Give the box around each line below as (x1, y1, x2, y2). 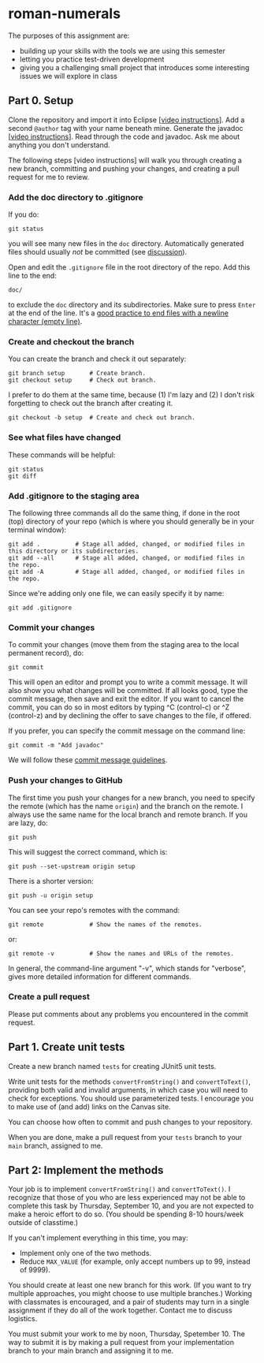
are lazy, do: (8, 817, 49, 828)
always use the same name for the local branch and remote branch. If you (8, 810, 248, 819)
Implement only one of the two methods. (19, 1249, 152, 1258)
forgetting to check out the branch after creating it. (8, 399, 173, 408)
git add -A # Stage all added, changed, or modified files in (8, 568, 245, 575)
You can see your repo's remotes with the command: (8, 905, 180, 914)
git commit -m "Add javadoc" (8, 742, 104, 750)
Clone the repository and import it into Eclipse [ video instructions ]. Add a (8, 115, 245, 125)
